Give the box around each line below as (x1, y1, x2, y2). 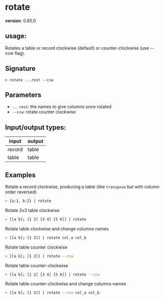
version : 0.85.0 (5, 18, 36, 24)
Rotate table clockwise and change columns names (5, 225, 109, 232)
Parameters (5, 90, 42, 99)
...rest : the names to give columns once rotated (12, 104, 112, 109)
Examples (5, 171, 36, 179)
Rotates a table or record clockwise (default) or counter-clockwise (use (5, 45, 149, 51)
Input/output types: (5, 123, 67, 132)
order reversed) (5, 189, 37, 195)
